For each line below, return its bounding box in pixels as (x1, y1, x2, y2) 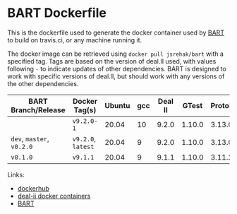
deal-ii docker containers (17, 191, 91, 200)
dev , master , (11, 133, 49, 143)
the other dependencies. (7, 79, 79, 88)
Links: (7, 170, 25, 179)
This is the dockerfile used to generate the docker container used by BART (7, 28, 224, 37)
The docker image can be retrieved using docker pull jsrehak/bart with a (7, 49, 224, 58)
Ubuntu (104, 100, 130, 110)
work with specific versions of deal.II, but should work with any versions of (7, 72, 225, 81)
